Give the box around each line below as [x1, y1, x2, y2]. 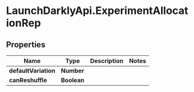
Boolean [60, 76, 85, 84]
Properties [6, 40, 46, 49]
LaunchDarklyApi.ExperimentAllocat [6, 4, 189, 17]
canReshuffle [9, 76, 47, 84]
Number [60, 67, 84, 75]
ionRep [6, 16, 41, 30]
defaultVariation [9, 67, 56, 75]
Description [90, 57, 124, 65]
